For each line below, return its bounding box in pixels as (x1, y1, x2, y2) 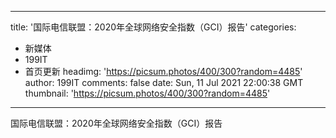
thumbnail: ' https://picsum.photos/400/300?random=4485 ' (24, 87, 271, 99)
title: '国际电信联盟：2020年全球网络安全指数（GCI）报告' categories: (10, 21, 297, 33)
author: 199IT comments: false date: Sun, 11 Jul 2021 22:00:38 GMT (24, 77, 304, 88)
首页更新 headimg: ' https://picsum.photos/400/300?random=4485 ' (24, 66, 303, 77)
